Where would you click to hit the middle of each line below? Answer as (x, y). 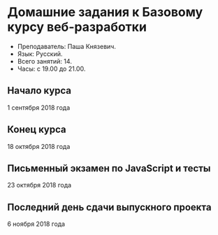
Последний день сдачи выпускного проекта (109, 207)
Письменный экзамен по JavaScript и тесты (109, 168)
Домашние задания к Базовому (105, 12)
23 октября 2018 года (39, 185)
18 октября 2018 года (39, 146)
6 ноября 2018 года (36, 224)
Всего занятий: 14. (44, 61)
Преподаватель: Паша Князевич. (67, 46)
